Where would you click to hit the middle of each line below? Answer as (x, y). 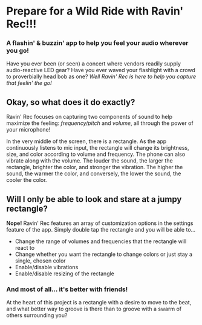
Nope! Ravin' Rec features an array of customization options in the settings (100, 223)
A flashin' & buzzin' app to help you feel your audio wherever (97, 43)
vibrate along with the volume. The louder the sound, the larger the (90, 161)
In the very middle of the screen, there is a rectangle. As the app (86, 141)
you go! (18, 51)
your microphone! (28, 130)
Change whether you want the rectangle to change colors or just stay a (103, 254)
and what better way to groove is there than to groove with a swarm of (94, 309)
